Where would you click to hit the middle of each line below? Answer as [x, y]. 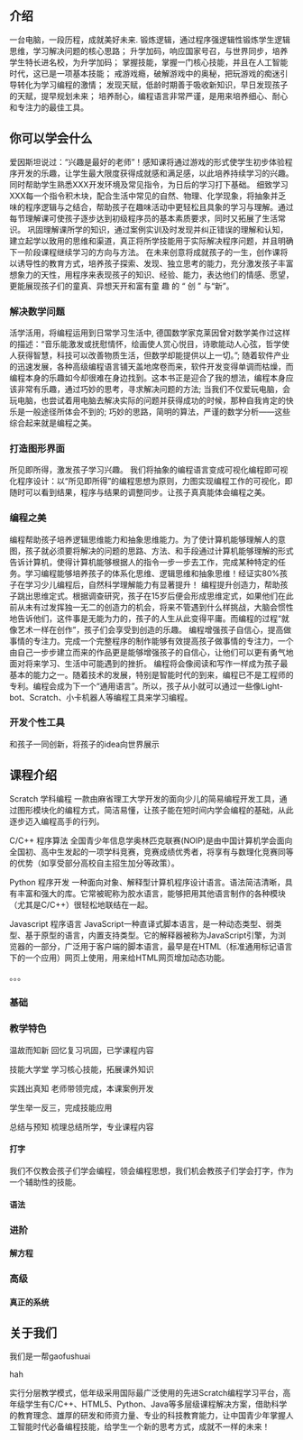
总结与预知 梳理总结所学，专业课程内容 [82, 1126]
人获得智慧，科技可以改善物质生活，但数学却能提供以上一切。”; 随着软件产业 [150, 355]
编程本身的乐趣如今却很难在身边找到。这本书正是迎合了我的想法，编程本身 [147, 378]
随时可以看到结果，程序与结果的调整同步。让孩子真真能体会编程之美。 [140, 492]
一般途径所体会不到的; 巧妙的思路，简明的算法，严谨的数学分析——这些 [158, 411]
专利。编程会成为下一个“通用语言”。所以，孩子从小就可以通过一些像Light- [147, 686]
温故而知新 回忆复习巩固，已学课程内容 [82, 1050]
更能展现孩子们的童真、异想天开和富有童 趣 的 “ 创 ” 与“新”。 [122, 286]
